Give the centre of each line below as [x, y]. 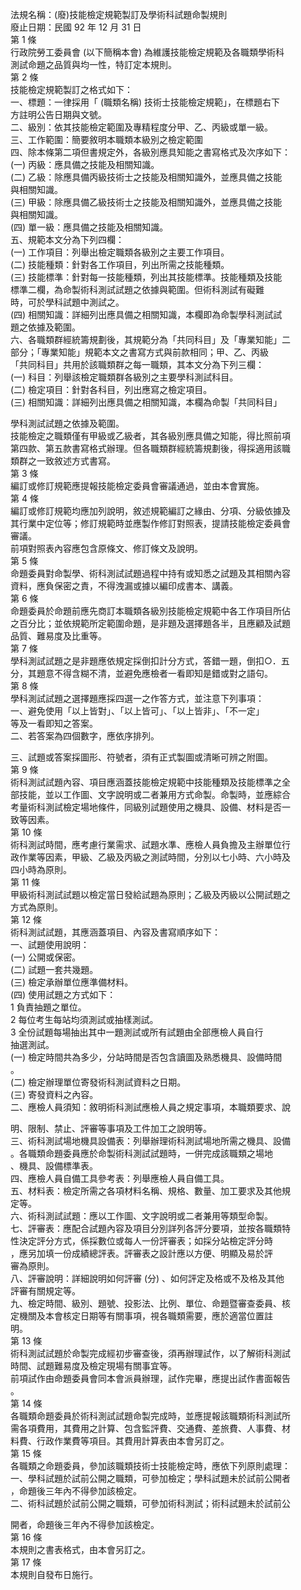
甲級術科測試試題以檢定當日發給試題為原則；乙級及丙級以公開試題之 [150, 894]
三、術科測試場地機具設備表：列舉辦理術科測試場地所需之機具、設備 [150, 1141]
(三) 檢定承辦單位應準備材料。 [72, 982]
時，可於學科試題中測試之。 [67, 302]
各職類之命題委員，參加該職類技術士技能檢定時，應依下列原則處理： [150, 1466]
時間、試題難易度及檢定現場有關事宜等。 [93, 1366]
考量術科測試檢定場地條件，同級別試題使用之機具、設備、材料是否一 [150, 807]
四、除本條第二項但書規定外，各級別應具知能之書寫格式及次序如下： [150, 152]
